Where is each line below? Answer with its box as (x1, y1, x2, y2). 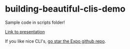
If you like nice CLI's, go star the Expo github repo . (5, 38, 106, 44)
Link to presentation (5, 29, 45, 34)
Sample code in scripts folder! (5, 19, 65, 25)
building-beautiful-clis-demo (5, 3, 126, 15)
